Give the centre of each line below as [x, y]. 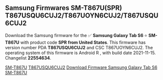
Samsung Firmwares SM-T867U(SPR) [64, 8]
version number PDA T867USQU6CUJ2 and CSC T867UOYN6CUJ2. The [79, 47]
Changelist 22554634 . [28, 58]
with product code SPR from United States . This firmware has [83, 42]
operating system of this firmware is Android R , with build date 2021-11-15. [81, 53]
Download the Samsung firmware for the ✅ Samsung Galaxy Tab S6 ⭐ [76, 35]
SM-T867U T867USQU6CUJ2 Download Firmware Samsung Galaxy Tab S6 [81, 67]
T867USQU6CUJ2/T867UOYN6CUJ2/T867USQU [82, 16]
